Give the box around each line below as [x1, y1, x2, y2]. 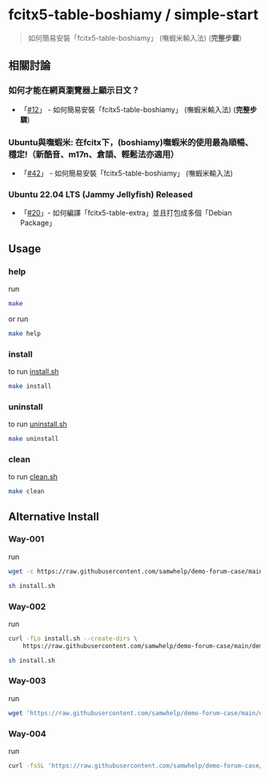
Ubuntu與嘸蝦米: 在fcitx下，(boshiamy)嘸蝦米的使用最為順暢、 [8, 136, 254, 147]
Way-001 [8, 534, 45, 545]
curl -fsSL [8, 762, 45, 770]
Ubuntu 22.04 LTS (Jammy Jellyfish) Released [8, 188, 194, 200]
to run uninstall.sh [8, 419, 68, 429]
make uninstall [8, 435, 59, 443]
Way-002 [8, 601, 46, 612]
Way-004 [8, 728, 46, 739]
